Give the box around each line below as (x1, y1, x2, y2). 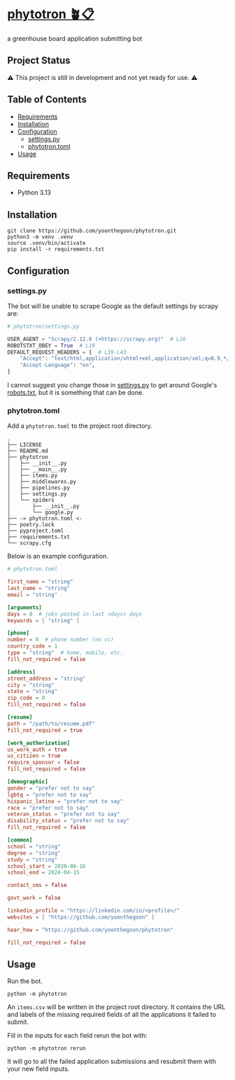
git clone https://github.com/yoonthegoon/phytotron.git (7, 227, 177, 234)
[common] (7, 836, 33, 844)
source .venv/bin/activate (7, 240, 86, 247)
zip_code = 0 (7, 695, 45, 702)
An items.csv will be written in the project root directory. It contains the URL (7, 1003, 226, 1011)
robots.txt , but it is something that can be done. (7, 388, 145, 396)
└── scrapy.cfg (7, 540, 52, 547)
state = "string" (7, 688, 58, 695)
